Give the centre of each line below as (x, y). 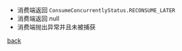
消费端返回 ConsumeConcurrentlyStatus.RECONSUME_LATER (96, 10)
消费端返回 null (38, 18)
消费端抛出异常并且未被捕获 (56, 27)
